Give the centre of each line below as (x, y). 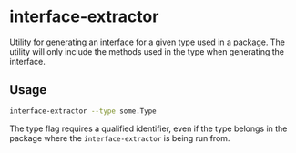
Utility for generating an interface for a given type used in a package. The (147, 42)
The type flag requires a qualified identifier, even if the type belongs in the (148, 128)
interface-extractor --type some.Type (83, 111)
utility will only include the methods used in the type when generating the (147, 51)
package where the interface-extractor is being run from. (120, 138)
